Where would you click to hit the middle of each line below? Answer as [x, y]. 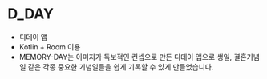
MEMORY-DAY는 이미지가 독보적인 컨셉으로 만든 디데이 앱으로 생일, [125, 57]
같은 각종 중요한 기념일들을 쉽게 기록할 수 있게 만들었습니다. [121, 67]
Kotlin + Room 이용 [50, 47]
